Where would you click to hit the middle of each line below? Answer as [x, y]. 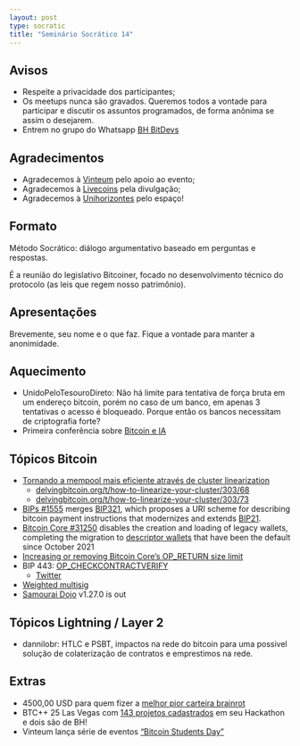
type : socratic [37, 26]
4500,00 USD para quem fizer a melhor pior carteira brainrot [133, 703]
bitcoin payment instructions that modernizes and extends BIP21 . [142, 518]
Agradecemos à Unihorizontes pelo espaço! [103, 198]
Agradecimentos [57, 158]
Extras [28, 681]
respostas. [29, 257]
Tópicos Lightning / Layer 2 [87, 622]
